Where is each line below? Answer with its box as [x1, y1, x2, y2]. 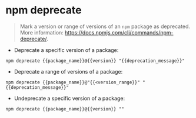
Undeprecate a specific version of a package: [14, 95, 125, 102]
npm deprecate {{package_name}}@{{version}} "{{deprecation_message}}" [5, 58, 185, 64]
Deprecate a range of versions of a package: [14, 68, 123, 75]
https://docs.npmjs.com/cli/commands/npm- [65, 29, 174, 36]
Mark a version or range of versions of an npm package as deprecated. [19, 23, 191, 30]
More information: [19, 29, 64, 36]
